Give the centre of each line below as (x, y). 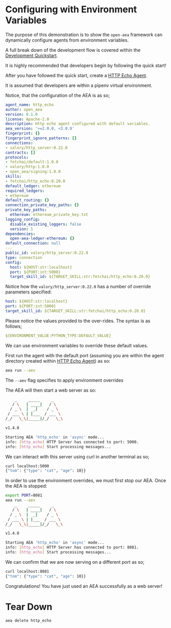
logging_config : (23, 219)
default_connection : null (33, 243)
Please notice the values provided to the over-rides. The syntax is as (78, 321)
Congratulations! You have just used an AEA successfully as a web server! (84, 586)
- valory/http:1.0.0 (27, 167)
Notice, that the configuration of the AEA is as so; (58, 95)
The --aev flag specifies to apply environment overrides (64, 380)
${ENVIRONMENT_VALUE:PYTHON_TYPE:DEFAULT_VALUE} (58, 336)
